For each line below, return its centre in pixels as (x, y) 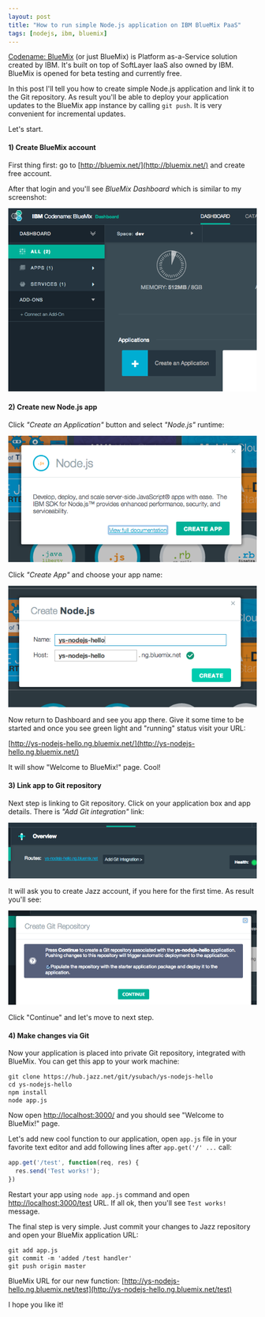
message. (24, 1211)
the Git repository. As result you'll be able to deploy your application (118, 97)
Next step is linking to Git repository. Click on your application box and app (129, 803)
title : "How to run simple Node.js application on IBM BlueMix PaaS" (125, 25)
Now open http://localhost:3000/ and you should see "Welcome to (116, 1115)
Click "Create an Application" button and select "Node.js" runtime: (116, 424)
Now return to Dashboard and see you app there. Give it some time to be (126, 720)
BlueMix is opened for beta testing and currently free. (95, 73)
